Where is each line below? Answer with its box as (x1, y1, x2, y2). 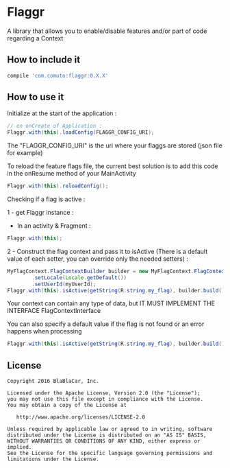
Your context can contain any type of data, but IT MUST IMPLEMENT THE (7, 299, 216, 307)
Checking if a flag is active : (7, 195, 86, 203)
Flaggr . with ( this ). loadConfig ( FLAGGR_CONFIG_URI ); (7, 129, 155, 136)
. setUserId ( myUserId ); (31, 281, 97, 288)
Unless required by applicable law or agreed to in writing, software (7, 426, 213, 433)
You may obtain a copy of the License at (7, 402, 127, 409)
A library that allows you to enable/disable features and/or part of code (7, 27, 207, 35)
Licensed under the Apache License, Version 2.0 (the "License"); (7, 390, 201, 397)
